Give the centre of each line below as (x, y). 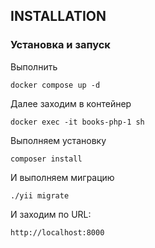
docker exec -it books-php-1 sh (77, 122)
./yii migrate (40, 195)
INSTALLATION (58, 16)
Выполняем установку (58, 140)
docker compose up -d (55, 85)
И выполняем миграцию (62, 177)
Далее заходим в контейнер (71, 103)
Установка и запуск (60, 45)
